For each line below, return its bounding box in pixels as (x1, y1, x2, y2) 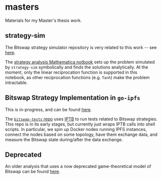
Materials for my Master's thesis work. (5, 17, 82, 23)
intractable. (5, 80, 28, 85)
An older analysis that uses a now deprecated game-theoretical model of (5, 163, 152, 169)
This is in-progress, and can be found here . (5, 106, 92, 113)
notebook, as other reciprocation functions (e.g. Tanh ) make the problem (5, 74, 150, 80)
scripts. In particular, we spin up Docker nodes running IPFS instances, (5, 126, 147, 132)
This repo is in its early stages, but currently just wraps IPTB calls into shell (5, 121, 156, 127)
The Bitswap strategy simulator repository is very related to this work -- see (5, 44, 157, 50)
